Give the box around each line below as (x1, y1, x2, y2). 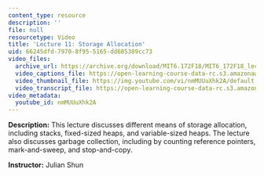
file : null (8, 26, 44, 34)
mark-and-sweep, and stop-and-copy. (8, 145, 133, 155)
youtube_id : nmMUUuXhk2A (15, 99, 97, 106)
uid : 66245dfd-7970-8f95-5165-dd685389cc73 (8, 48, 153, 56)
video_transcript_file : (15, 84, 93, 92)
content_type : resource (8, 11, 86, 20)
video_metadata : (8, 92, 61, 99)
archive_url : (15, 63, 58, 70)
